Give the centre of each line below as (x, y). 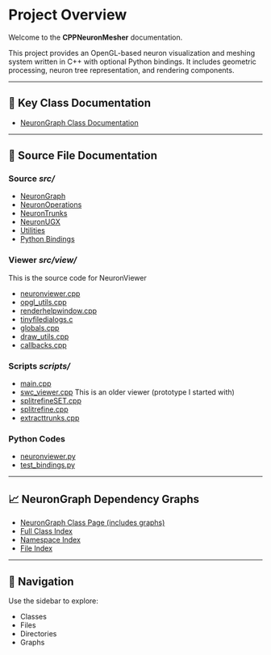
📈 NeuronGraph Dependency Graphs (104, 499)
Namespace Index (50, 540)
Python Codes (37, 438)
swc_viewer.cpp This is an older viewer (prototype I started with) (127, 392)
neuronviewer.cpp (50, 294)
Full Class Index (46, 531)
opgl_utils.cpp (43, 302)
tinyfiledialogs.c (46, 319)
